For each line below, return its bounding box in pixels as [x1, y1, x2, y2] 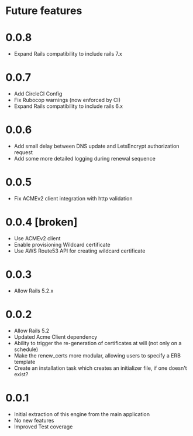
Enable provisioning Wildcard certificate [13, 241, 111, 248]
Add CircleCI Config [13, 90, 63, 97]
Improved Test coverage [13, 423, 73, 430]
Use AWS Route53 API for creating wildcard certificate [13, 247, 146, 254]
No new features [13, 417, 54, 424]
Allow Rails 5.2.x [13, 287, 54, 294]
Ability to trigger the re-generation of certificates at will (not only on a [13, 339, 182, 346]
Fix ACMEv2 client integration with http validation [13, 195, 133, 202]
